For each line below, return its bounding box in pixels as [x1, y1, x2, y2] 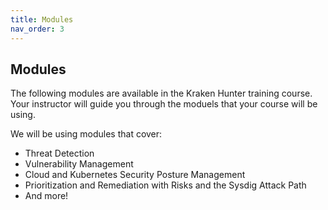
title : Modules [10, 14, 74, 25]
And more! [24, 190, 69, 202]
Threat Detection [24, 147, 95, 160]
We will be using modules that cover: [10, 128, 163, 140]
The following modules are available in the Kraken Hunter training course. [10, 87, 313, 100]
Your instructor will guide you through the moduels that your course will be [10, 98, 318, 110]
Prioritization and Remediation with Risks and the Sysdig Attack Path [24, 179, 307, 191]
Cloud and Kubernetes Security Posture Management [24, 169, 246, 181]
